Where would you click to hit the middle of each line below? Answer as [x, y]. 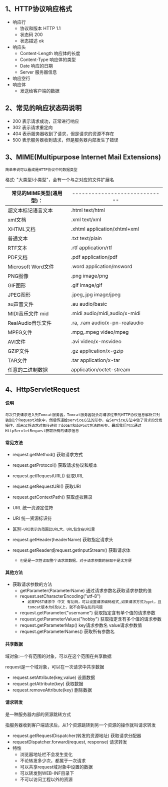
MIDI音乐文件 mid [28, 314]
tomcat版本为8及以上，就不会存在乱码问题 [65, 607]
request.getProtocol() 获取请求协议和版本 [55, 465]
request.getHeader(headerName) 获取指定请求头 [63, 540]
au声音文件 [21, 304]
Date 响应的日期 [36, 66]
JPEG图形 [19, 295]
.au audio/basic [89, 304]
